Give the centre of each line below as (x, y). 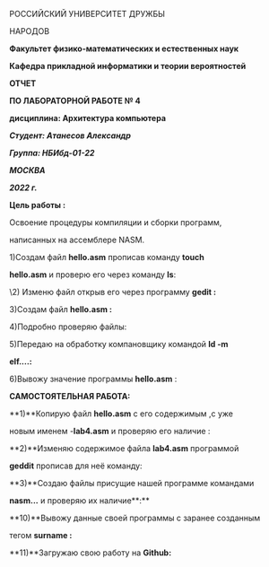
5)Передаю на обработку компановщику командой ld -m (119, 344)
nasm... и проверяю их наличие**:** (79, 501)
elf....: (21, 362)
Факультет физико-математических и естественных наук (124, 48)
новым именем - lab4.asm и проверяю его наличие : (110, 431)
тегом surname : (41, 535)
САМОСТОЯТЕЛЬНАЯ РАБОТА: (70, 396)
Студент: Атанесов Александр (70, 135)
